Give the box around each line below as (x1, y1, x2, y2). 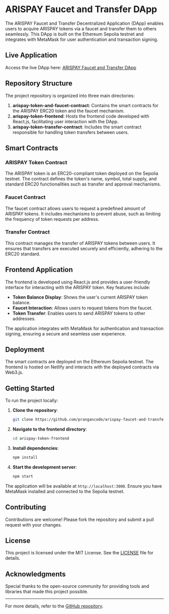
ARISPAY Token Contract (5, 159, 67, 166)
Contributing (5, 503, 46, 511)
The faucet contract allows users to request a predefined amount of (5, 205, 146, 211)
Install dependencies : (12, 445, 59, 451)
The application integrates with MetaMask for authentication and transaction (5, 325, 164, 332)
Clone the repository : (12, 407, 58, 413)
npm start (12, 474, 34, 479)
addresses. (12, 315, 36, 321)
